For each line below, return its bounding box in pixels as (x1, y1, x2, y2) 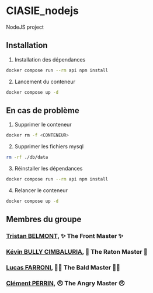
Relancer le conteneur (14, 186, 68, 194)
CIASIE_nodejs (6, 4, 79, 18)
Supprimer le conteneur (14, 121, 72, 128)
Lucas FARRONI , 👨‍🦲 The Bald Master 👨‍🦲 (6, 263, 121, 271)
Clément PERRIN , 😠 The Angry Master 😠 (6, 279, 126, 287)
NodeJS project (6, 23, 44, 30)
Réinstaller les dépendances (14, 165, 83, 172)
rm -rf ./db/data (6, 154, 48, 161)
